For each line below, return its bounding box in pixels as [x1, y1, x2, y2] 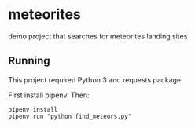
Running [8, 54, 51, 68]
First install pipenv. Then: [8, 90, 90, 100]
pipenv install [8, 105, 58, 113]
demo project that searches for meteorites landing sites [8, 31, 188, 41]
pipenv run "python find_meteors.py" [8, 112, 132, 120]
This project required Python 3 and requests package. [8, 75, 183, 84]
